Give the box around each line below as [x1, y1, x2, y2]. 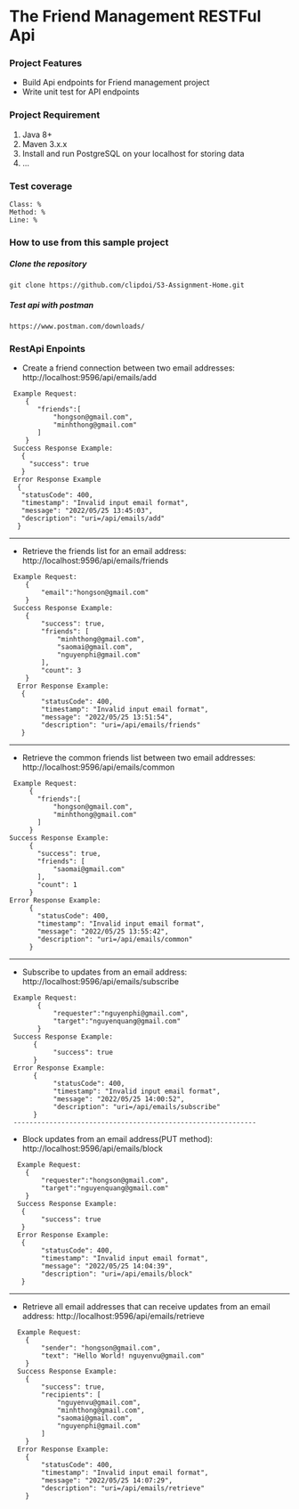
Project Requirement [9, 109, 101, 121]
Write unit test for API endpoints [21, 86, 140, 97]
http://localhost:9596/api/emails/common [21, 762, 175, 772]
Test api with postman [9, 299, 94, 310]
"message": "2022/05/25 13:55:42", [36, 927, 169, 936]
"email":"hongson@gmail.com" [41, 588, 149, 598]
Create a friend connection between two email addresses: [21, 363, 236, 373]
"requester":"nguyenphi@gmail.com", [53, 1009, 190, 1018]
